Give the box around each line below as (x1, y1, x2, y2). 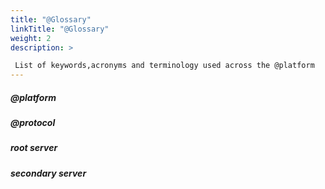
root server (10, 142, 58, 154)
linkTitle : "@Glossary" (10, 24, 110, 34)
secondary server (10, 167, 87, 179)
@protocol (10, 117, 56, 129)
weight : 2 (10, 33, 52, 43)
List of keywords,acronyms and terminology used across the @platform (14, 61, 315, 71)
